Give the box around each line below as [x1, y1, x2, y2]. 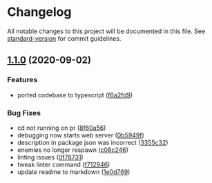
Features [7, 75, 38, 85]
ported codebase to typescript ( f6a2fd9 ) [17, 90, 133, 99]
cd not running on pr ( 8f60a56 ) [17, 124, 106, 132]
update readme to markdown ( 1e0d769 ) [17, 167, 131, 176]
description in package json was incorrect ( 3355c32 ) [17, 138, 168, 146]
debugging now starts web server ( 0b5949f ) [17, 131, 145, 139]
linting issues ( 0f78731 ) [17, 153, 84, 161]
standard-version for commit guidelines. [7, 34, 122, 42]
